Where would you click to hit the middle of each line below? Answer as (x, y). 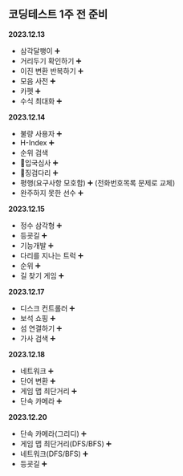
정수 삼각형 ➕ (41, 225)
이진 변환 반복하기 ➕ (52, 71)
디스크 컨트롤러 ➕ (47, 308)
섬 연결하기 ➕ (41, 328)
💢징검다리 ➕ (39, 173)
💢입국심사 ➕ (39, 162)
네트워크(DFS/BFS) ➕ (54, 454)
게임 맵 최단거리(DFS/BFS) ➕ (66, 443)
